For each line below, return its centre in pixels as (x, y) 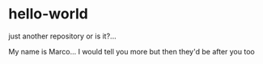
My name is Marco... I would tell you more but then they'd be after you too (131, 51)
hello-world (49, 14)
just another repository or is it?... (62, 36)
